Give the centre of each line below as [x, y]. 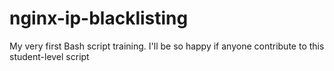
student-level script [49, 56]
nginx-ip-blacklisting [99, 18]
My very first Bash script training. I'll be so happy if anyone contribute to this [167, 46]
